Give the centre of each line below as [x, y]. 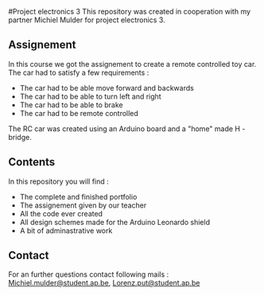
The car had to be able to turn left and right [90, 96]
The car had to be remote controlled [79, 113]
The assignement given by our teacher [83, 205]
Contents [32, 162]
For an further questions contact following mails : [89, 274]
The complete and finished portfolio [78, 196]
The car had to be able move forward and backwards [107, 87]
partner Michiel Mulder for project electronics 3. [87, 20]
